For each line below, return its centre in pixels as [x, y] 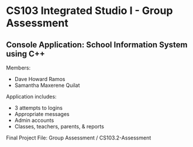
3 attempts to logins [39, 108]
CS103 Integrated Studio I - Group [89, 11]
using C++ [25, 54]
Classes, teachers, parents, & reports [59, 126]
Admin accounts [34, 120]
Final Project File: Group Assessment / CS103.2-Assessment [79, 138]
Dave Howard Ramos [40, 79]
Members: [18, 68]
